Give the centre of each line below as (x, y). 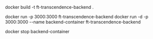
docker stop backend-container (38, 31)
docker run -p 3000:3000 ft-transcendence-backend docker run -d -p (77, 17)
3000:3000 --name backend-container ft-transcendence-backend (73, 22)
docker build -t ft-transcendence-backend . (49, 7)
